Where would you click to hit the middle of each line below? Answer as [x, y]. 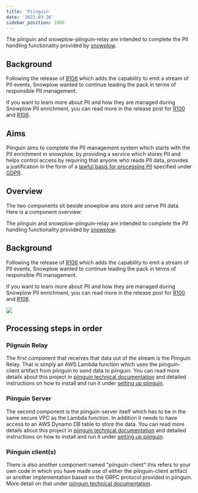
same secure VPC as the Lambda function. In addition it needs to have [92, 417]
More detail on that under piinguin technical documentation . [79, 483]
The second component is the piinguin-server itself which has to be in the [96, 412]
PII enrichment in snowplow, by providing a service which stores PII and [93, 154]
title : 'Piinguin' [29, 12]
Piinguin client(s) [31, 452]
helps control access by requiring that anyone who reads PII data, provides [97, 160]
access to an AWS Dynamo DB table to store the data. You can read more [95, 424]
